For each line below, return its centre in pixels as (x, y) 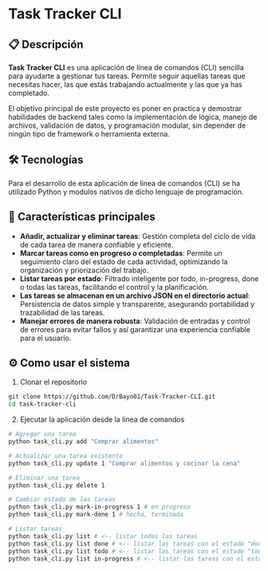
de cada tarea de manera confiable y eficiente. (97, 244)
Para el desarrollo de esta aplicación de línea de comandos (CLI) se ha (124, 183)
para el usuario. (45, 338)
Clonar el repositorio (53, 382)
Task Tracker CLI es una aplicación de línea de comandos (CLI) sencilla (126, 67)
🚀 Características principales (82, 217)
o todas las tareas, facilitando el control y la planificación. (114, 287)
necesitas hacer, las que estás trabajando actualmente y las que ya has (126, 84)
